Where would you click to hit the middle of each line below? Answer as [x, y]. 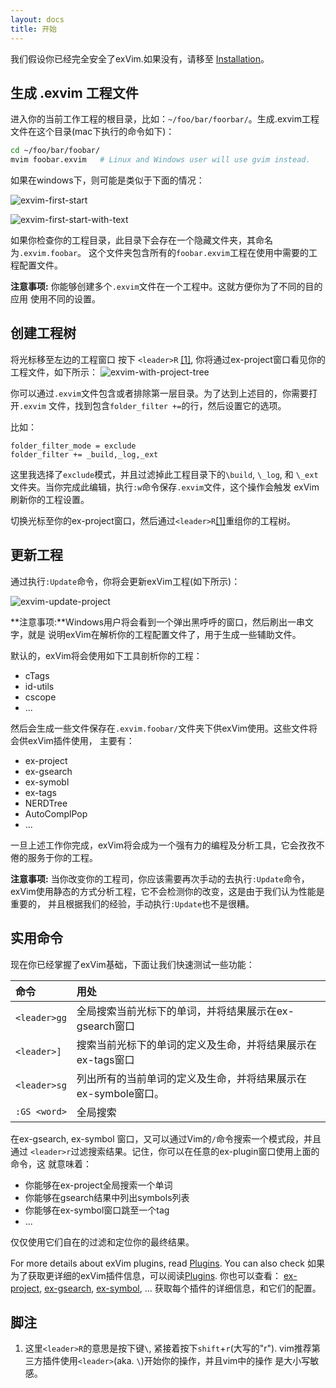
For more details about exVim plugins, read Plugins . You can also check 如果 [167, 1263]
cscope [40, 697]
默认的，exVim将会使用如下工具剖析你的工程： [106, 655]
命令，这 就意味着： [51, 1163]
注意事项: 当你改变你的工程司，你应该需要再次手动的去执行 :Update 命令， [160, 878]
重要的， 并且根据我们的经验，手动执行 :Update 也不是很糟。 [132, 903]
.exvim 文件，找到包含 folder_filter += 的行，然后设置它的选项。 [153, 405]
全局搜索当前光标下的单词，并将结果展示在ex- [185, 1011]
